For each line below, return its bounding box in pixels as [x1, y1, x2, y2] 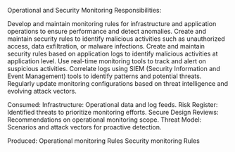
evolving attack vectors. [7, 87, 77, 95]
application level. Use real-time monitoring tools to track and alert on [7, 57, 206, 65]
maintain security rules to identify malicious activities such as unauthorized [7, 34, 225, 43]
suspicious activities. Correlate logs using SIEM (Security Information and [7, 65, 220, 72]
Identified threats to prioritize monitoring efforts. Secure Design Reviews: [7, 108, 219, 116]
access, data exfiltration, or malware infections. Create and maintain [7, 42, 205, 50]
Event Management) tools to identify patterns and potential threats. [7, 72, 202, 80]
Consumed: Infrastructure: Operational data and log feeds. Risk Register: [7, 101, 218, 108]
